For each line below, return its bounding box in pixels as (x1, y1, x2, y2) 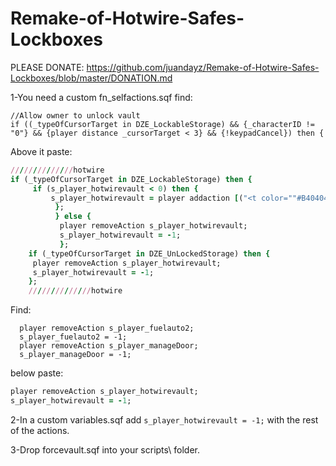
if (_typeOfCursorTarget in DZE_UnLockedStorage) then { (28, 248, 271, 259)
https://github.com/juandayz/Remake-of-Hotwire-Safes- (86, 61, 320, 73)
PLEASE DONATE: (10, 61, 85, 73)
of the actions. (10, 424, 70, 436)
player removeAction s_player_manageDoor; (19, 341, 199, 351)
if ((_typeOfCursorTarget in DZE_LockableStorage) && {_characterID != (10, 119, 315, 129)
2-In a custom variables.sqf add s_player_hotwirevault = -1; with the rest (10, 413, 319, 426)
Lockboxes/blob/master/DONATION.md (10, 72, 173, 84)
